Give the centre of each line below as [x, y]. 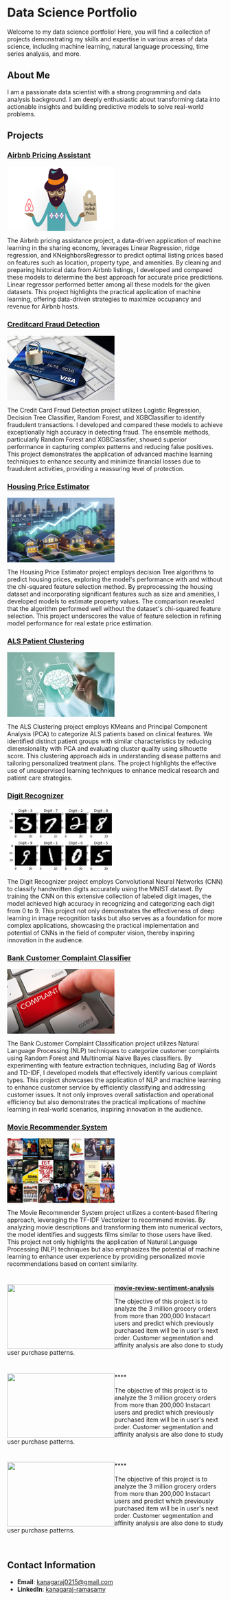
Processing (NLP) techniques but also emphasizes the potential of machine [113, 1249]
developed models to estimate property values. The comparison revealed [111, 601]
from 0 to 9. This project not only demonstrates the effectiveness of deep [111, 911]
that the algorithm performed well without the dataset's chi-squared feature [114, 609]
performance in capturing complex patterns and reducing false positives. [111, 446]
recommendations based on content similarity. [73, 1264]
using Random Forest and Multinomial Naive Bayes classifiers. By [100, 1058]
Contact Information [51, 1565]
